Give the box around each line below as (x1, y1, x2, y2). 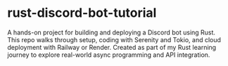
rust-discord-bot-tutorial (7, 5, 157, 21)
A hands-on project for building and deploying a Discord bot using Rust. (7, 28, 216, 37)
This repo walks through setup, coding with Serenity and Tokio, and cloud (7, 35, 222, 44)
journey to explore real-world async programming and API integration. (7, 51, 210, 59)
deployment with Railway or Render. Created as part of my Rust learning (7, 43, 217, 51)
